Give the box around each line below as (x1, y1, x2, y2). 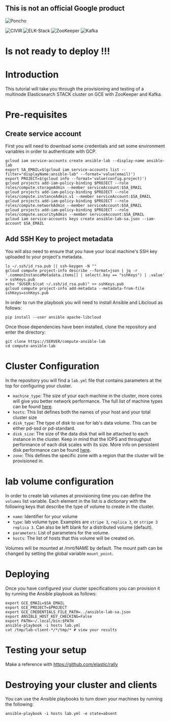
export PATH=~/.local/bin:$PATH (5, 618, 74, 623)
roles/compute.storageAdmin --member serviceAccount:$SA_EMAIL (5, 185, 143, 190)
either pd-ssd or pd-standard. (12, 425, 75, 431)
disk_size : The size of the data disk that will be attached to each (12, 430, 149, 436)
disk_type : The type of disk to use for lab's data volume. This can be (12, 420, 157, 426)
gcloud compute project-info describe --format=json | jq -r (5, 268, 138, 273)
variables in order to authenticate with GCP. (5, 148, 97, 154)
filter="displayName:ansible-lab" (5, 171, 79, 177)
